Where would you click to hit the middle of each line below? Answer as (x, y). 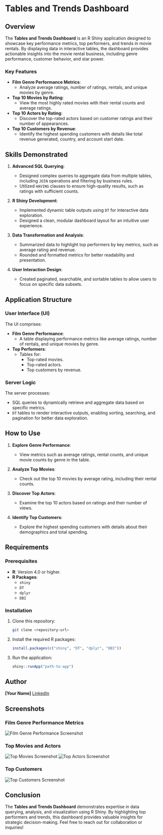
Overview (20, 27)
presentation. (33, 260)
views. (26, 508)
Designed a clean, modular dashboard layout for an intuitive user (84, 220)
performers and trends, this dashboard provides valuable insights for (74, 817)
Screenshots (25, 708)
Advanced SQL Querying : (38, 166)
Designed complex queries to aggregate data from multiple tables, (86, 176)
